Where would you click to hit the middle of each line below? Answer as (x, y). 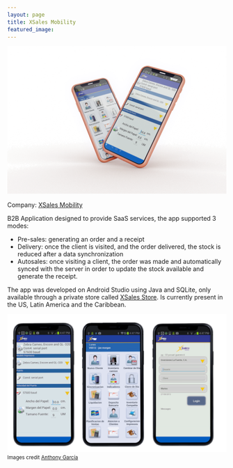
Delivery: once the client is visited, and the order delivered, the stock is (119, 247)
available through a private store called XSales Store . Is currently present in (115, 297)
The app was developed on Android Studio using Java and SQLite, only (109, 290)
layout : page (26, 15)
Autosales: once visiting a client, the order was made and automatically (119, 262)
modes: (18, 226)
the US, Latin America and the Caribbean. (67, 304)
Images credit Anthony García (43, 458)
